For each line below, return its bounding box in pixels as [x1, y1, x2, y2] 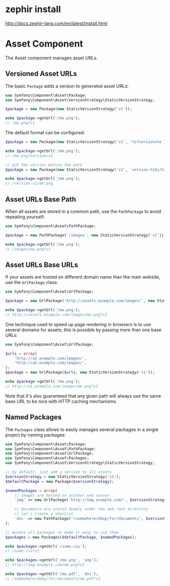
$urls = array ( [5, 351, 37, 356]
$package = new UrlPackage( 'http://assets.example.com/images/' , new [5, 298, 155, 303]
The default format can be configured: [5, 130, 85, 136]
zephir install [5, 4, 61, 15]
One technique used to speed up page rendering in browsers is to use [5, 321, 151, 327]
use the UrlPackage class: [5, 280, 58, 286]
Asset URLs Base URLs [5, 260, 78, 269]
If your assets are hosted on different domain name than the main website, [5, 274, 160, 280]
